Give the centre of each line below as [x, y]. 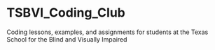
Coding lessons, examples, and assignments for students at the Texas [107, 32]
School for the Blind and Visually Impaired [67, 39]
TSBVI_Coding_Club [66, 13]
